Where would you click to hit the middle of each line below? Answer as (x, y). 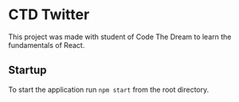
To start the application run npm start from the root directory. (109, 89)
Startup (27, 71)
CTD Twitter (49, 15)
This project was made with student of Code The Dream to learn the (120, 37)
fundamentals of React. (47, 45)
